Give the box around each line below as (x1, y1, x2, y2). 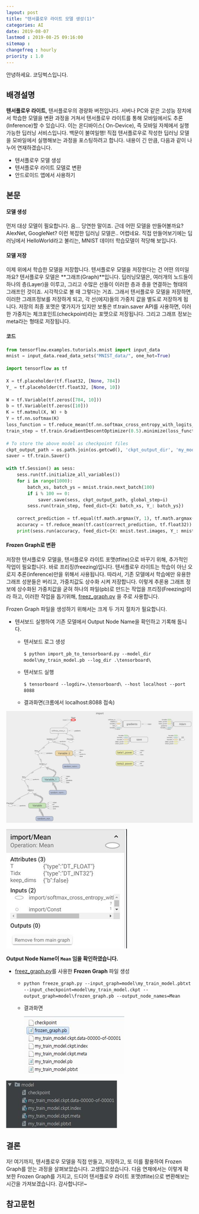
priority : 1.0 (6, 53, 44, 59)
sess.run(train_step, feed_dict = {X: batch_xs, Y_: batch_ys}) (27, 503, 184, 509)
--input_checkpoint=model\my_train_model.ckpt (23, 986, 141, 992)
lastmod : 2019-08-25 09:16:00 (6, 34, 84, 41)
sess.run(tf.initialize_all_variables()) (17, 472, 120, 478)
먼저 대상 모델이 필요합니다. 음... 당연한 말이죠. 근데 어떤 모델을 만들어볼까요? (6, 222, 184, 229)
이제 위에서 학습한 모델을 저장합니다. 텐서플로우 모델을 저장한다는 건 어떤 (6, 266, 174, 273)
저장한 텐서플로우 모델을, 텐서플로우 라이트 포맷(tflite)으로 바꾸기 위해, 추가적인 (6, 556, 188, 563)
